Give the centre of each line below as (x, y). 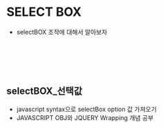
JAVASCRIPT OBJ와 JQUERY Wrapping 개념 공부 (85, 117)
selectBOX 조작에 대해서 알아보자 (62, 32)
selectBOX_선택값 (44, 91)
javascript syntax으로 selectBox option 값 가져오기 (86, 109)
